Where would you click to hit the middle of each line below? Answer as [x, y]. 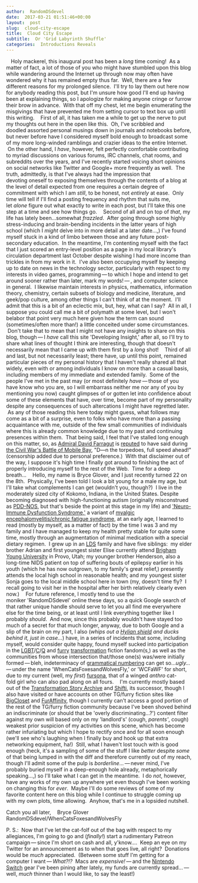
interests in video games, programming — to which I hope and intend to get [97, 274]
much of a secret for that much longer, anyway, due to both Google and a [95, 625]
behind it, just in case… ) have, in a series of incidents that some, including [96, 638]
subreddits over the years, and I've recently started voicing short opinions [96, 161]
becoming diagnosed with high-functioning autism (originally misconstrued [97, 500]
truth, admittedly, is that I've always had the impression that [78, 174]
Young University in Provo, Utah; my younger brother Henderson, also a [93, 556]
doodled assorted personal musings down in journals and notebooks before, [99, 130]
